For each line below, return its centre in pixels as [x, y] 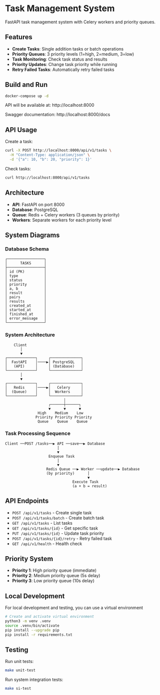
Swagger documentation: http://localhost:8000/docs [58, 115]
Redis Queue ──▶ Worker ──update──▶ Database [93, 469]
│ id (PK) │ [26, 272]
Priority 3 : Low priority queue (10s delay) [53, 581]
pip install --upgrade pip [32, 630]
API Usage [21, 130]
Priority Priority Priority [64, 417]
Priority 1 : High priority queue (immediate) [54, 570]
